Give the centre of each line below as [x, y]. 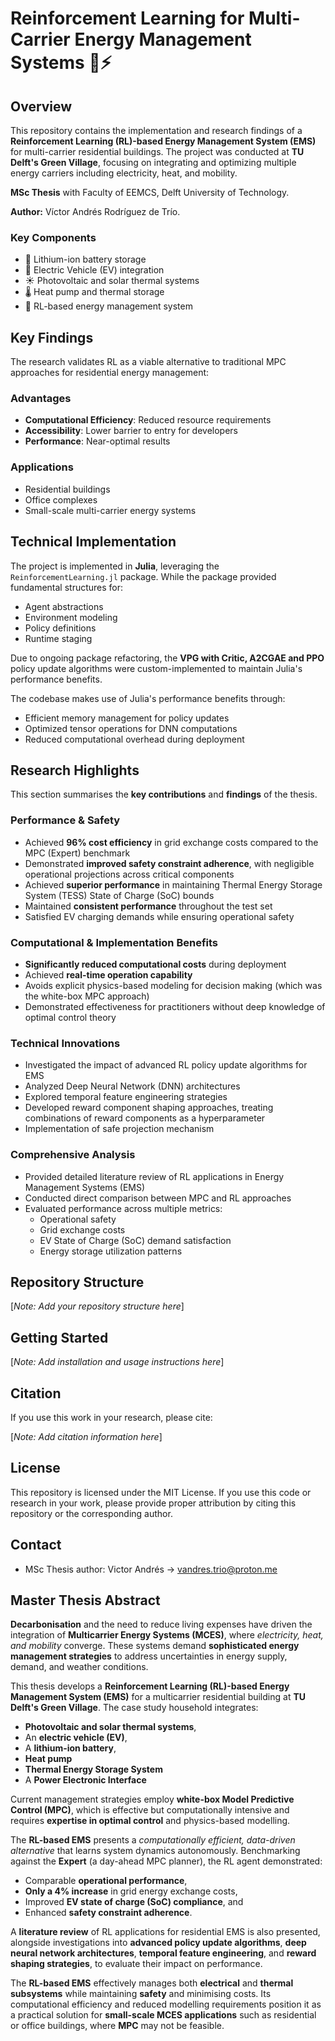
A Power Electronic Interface [85, 1780]
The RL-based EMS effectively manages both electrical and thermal [152, 1983]
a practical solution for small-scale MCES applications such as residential [163, 2015]
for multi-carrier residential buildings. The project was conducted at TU [157, 151]
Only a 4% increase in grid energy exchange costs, [131, 1891]
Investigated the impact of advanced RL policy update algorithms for [166, 1065]
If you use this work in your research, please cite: [111, 1417]
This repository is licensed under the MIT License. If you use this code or [161, 1492]
